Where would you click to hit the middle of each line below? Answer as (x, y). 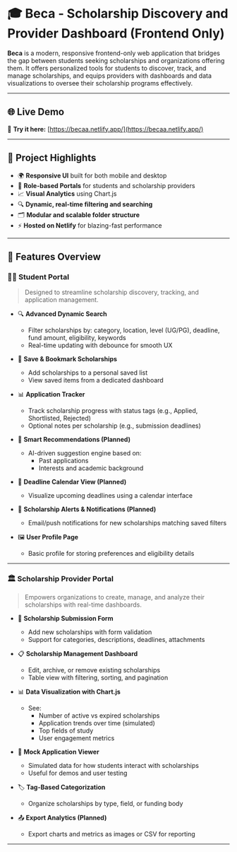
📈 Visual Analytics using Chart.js (67, 193)
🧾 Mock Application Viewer (59, 752)
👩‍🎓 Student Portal (38, 276)
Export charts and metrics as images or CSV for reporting (111, 834)
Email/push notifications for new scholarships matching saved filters (127, 523)
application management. (61, 300)
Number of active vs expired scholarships (99, 716)
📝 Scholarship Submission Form (66, 618)
